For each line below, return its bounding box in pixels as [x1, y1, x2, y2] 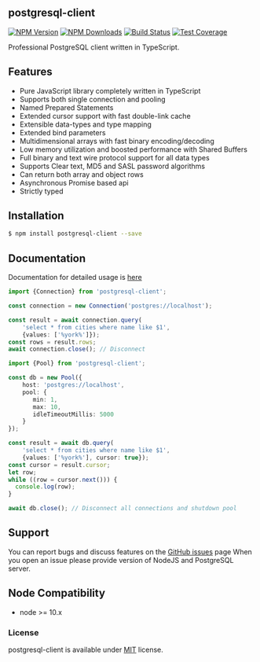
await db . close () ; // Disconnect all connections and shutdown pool [8, 505, 237, 513]
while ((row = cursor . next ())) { [8, 476, 118, 484]
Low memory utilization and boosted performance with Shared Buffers [19, 145, 247, 154]
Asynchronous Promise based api [19, 178, 129, 187]
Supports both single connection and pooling [19, 94, 167, 104]
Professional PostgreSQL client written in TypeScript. [8, 42, 180, 52]
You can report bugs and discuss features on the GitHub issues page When [8, 546, 253, 557]
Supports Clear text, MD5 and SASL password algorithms [19, 161, 206, 171]
